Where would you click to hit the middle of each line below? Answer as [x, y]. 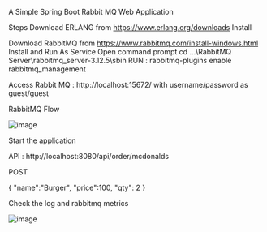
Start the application [42, 140]
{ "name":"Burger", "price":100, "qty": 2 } [77, 187]
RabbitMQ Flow [34, 109]
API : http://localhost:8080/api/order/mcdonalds [88, 156]
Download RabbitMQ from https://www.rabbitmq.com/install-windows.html [133, 43]
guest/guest [29, 93]
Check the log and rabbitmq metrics [69, 203]
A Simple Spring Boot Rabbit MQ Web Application [91, 12]
